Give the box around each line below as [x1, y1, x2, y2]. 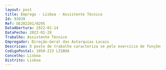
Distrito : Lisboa [5, 58, 41, 63]
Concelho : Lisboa [5, 53, 41, 58]
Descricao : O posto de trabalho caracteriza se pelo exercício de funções [5, 44, 163, 49]
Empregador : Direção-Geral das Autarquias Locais [5, 39, 110, 44]
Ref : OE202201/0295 [5, 21, 45, 26]
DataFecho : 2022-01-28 [5, 30, 52, 35]
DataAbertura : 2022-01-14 [5, 26, 58, 31]
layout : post [5, 7, 32, 12]
